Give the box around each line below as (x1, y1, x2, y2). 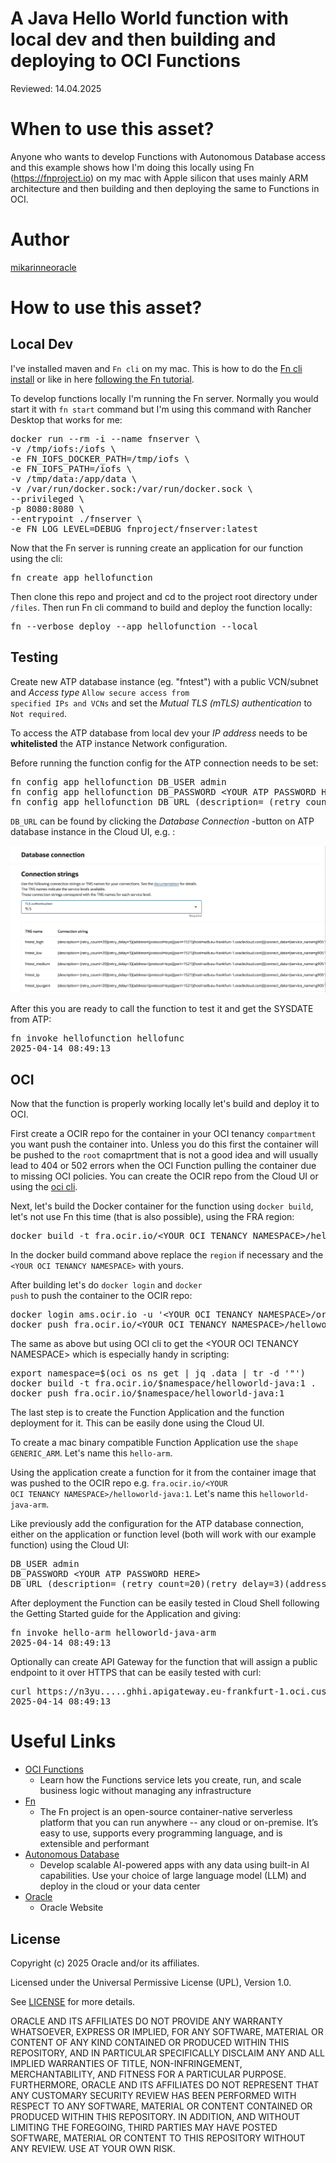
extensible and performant (39, 1838, 150, 1850)
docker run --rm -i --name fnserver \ (10, 433, 201, 444)
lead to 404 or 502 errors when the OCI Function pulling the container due (10, 1160, 317, 1172)
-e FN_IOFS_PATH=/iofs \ (10, 463, 132, 474)
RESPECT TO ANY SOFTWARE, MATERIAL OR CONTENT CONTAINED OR (10, 2100, 313, 2112)
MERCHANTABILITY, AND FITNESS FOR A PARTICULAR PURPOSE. (10, 2068, 287, 2080)
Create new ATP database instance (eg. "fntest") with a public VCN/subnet (10, 675, 319, 687)
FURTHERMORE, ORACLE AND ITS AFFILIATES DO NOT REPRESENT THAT (10, 2078, 320, 2091)
